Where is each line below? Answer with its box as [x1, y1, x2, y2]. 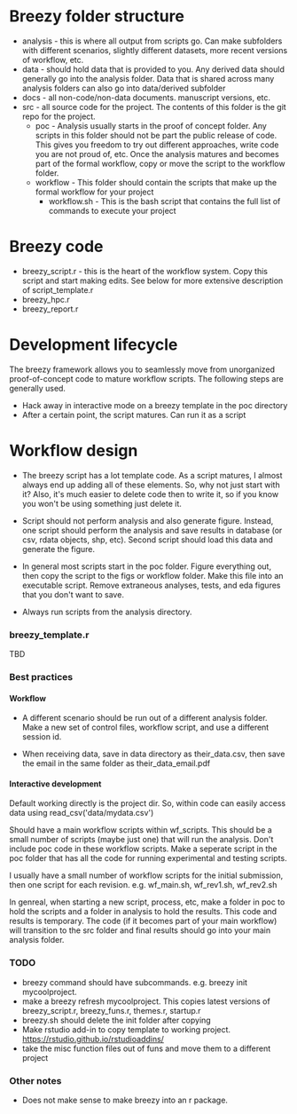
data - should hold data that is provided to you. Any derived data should [21, 64, 285, 75]
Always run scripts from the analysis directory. [21, 606, 192, 617]
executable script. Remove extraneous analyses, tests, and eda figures [21, 580, 281, 590]
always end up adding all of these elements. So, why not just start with [21, 479, 281, 490]
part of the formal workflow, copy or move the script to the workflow [35, 158, 285, 169]
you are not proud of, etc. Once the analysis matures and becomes [35, 148, 279, 159]
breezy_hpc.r [21, 294, 71, 304]
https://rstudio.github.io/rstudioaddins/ [21, 1033, 164, 1044]
